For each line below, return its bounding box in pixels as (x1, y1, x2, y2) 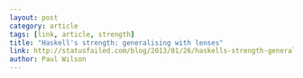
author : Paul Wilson (9, 55, 87, 64)
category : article (9, 22, 78, 30)
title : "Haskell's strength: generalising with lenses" (9, 38, 224, 48)
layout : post (9, 13, 59, 22)
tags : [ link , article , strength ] (9, 30, 135, 39)
